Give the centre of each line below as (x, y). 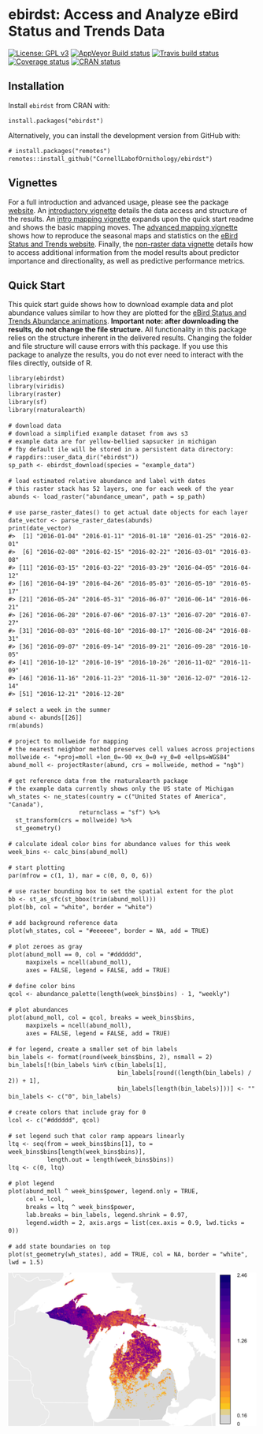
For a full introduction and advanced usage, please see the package (119, 202)
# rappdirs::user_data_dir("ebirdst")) (74, 458)
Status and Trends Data (87, 31)
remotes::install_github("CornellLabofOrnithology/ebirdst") (111, 159)
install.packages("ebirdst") (56, 121)
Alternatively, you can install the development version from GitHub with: (124, 135)
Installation (36, 86)
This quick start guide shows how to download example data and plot (121, 305)
